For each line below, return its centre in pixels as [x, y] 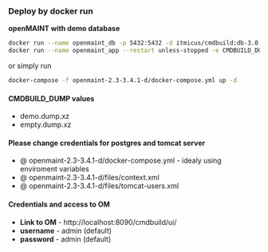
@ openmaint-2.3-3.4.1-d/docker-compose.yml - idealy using [120, 160]
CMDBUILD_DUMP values [51, 98]
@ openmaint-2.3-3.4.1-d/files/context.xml [89, 178]
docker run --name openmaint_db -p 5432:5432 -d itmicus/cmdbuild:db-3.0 [134, 43]
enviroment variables [54, 169]
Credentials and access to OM [59, 204]
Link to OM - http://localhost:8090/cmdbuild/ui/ [98, 222]
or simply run [30, 66]
